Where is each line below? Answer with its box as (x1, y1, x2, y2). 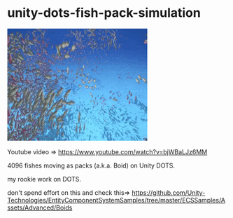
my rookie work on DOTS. (7, 175, 82, 183)
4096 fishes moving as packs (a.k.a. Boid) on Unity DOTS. (7, 161, 176, 170)
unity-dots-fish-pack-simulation (7, 5, 201, 21)
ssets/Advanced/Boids (7, 203, 73, 212)
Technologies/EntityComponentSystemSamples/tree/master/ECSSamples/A (7, 196, 226, 204)
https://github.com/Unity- (132, 188, 206, 197)
